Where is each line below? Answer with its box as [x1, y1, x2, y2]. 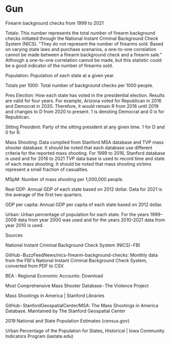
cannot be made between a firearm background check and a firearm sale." [5, 52, 162, 58]
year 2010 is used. [5, 222, 44, 228]
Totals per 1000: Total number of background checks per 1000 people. [5, 82, 154, 88]
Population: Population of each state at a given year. [5, 72, 115, 78]
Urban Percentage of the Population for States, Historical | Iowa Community [5, 328, 165, 334]
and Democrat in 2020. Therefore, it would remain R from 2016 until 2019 [5, 103, 159, 109]
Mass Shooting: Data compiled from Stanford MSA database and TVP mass [5, 139, 164, 145]
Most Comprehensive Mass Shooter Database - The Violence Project [5, 282, 149, 289]
